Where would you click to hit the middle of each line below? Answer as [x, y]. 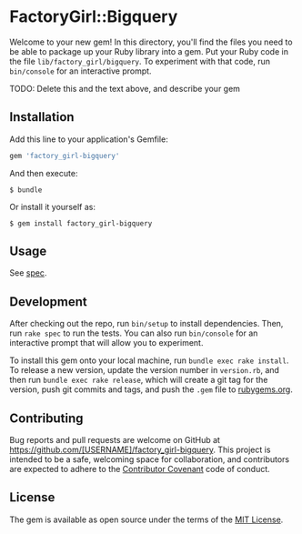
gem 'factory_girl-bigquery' [65, 156]
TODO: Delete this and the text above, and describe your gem [125, 88]
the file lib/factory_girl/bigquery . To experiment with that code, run [140, 61]
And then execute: [44, 173]
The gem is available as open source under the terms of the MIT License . [146, 519]
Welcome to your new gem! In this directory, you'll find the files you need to [151, 42]
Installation [42, 117]
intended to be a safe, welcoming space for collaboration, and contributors [149, 459]
